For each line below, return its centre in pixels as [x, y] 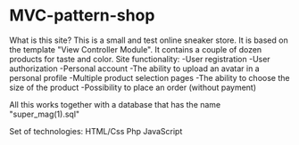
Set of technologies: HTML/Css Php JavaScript [96, 131]
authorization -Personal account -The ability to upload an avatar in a [135, 68]
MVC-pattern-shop [82, 16]
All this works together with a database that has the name [115, 104]
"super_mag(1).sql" [45, 114]
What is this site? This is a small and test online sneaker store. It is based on [149, 40]
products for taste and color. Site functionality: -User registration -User [140, 59]
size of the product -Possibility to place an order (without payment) [133, 87]
